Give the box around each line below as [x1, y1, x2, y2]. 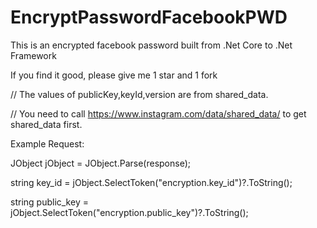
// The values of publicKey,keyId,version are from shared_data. [10, 88, 269, 100]
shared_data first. [10, 118, 83, 130]
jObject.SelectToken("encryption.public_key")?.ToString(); [10, 206, 249, 218]
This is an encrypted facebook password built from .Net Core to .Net [10, 39, 293, 51]
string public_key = [10, 196, 89, 208]
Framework [10, 49, 57, 61]
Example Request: [10, 137, 85, 150]
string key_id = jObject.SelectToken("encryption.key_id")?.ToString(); [10, 176, 293, 188]
